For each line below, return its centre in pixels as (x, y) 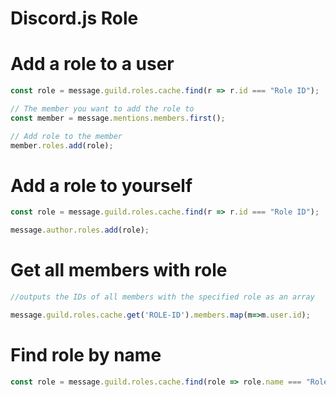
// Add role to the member (66, 136)
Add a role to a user (92, 64)
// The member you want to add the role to (102, 109)
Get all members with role (119, 270)
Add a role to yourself (101, 185)
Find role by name (86, 355)
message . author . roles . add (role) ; (80, 230)
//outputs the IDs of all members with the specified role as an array (162, 297)
